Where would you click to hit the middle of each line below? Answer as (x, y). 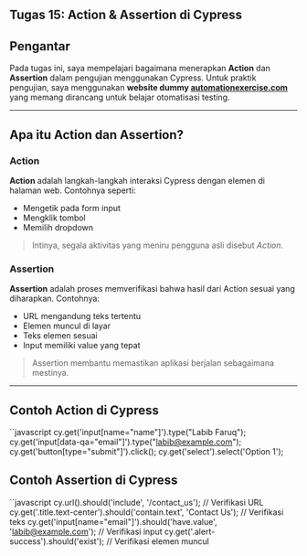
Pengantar (40, 46)
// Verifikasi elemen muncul (158, 541)
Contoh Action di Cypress (85, 410)
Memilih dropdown (58, 227)
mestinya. (50, 373)
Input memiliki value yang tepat (81, 346)
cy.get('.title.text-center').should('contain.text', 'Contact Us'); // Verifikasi (147, 512)
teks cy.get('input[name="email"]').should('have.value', (113, 521)
